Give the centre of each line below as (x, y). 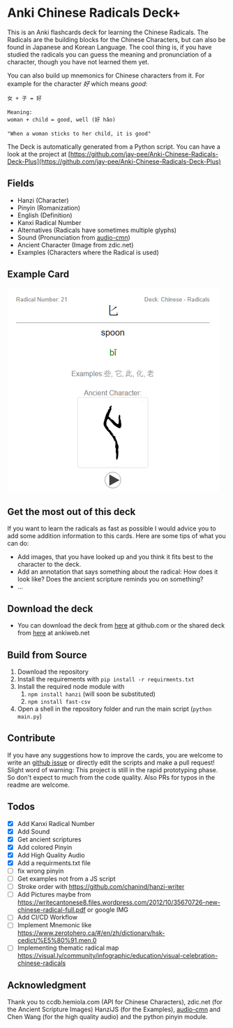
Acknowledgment (47, 985)
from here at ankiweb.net (53, 633)
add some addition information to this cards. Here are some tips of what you (117, 536)
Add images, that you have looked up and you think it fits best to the (115, 557)
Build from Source (47, 655)
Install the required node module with (71, 687)
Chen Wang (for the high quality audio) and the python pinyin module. (107, 1017)
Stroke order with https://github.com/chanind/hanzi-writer (101, 887)
